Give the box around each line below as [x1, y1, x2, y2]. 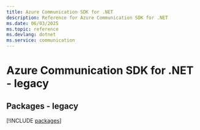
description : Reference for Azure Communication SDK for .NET [6, 15, 168, 21]
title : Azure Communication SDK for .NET [6, 9, 114, 15]
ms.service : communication [6, 37, 75, 43]
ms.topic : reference [6, 26, 59, 32]
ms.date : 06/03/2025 [6, 20, 59, 26]
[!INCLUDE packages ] [6, 117, 62, 124]
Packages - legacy [6, 101, 78, 111]
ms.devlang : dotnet [6, 32, 56, 38]
